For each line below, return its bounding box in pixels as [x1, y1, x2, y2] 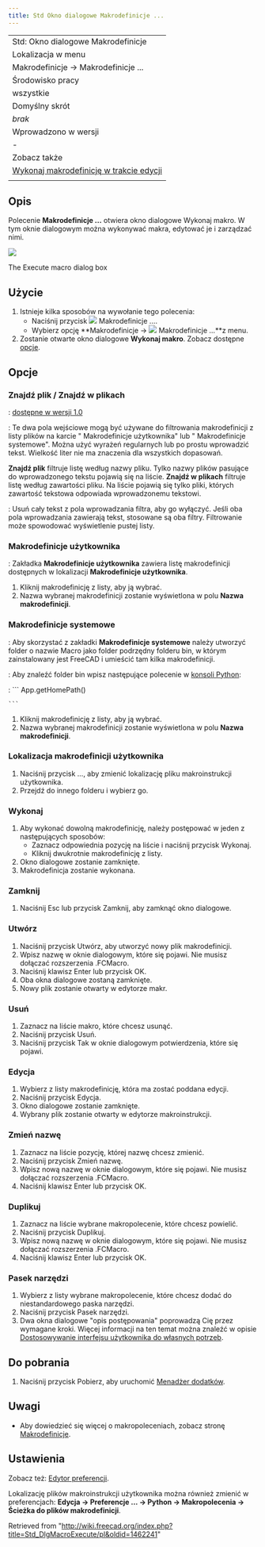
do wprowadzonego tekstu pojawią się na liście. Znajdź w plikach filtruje [8, 471, 246, 481]
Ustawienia [8, 1453, 66, 1466]
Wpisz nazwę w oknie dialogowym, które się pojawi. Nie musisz [19, 950, 228, 959]
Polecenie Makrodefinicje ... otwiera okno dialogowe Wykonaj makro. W [8, 216, 245, 225]
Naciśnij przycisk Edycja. [19, 1092, 101, 1103]
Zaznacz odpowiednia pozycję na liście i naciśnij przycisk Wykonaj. [31, 840, 252, 850]
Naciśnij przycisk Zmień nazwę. [19, 1156, 123, 1165]
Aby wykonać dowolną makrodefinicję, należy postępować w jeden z [19, 823, 245, 833]
